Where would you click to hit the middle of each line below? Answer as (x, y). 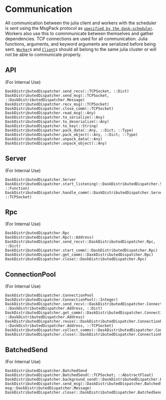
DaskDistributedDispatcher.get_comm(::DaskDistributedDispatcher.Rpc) (79, 255)
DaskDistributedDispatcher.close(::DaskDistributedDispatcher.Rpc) (76, 259)
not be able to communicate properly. (43, 54)
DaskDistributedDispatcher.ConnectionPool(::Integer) (62, 300)
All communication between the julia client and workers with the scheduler (81, 23)
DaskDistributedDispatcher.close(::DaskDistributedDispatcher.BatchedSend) (85, 393)
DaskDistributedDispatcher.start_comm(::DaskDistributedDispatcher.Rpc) (82, 251)
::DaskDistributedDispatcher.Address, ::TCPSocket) (59, 326)
